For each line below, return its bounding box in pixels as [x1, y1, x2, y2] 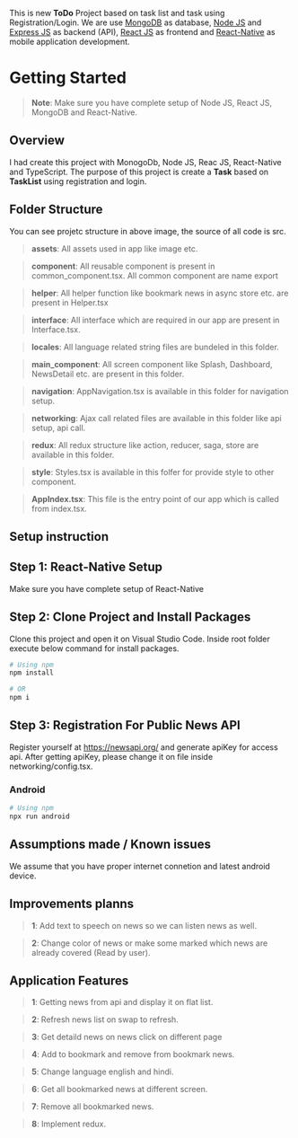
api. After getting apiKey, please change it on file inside [9, 751, 214, 762]
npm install [9, 668, 54, 677]
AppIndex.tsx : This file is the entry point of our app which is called [31, 493, 280, 504]
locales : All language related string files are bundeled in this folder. [31, 341, 280, 352]
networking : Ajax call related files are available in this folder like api [31, 412, 282, 423]
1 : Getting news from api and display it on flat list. [31, 997, 214, 1008]
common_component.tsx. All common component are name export [31, 269, 278, 281]
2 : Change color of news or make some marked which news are [31, 938, 268, 948]
